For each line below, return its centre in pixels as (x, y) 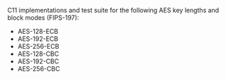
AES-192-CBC (38, 61)
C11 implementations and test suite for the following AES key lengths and (113, 10)
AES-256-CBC (39, 69)
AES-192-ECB (38, 39)
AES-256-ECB (38, 46)
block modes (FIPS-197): (43, 18)
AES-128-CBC (38, 54)
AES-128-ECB (38, 31)
